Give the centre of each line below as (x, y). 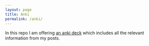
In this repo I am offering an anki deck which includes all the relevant (74, 33)
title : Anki (17, 14)
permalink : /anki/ (24, 19)
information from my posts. (32, 38)
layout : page (18, 10)
